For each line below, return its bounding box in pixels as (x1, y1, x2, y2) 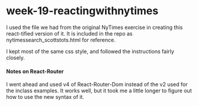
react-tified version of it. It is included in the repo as (6, 30, 133, 37)
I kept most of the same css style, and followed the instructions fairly (6, 47, 175, 54)
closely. (6, 54, 25, 61)
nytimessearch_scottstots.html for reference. (6, 36, 116, 43)
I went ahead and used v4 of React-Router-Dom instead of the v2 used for (6, 81, 188, 88)
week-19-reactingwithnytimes (6, 4, 159, 18)
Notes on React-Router (6, 68, 64, 75)
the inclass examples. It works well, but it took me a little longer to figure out (6, 87, 192, 94)
